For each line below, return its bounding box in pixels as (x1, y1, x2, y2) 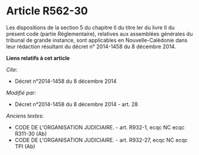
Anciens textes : (6, 112, 45, 119)
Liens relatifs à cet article (6, 54, 70, 61)
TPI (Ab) (14, 142, 36, 150)
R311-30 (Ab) (14, 130, 47, 137)
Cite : (6, 66, 18, 73)
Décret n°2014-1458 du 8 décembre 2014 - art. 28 (14, 100, 138, 108)
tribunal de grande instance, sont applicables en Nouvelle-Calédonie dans (6, 36, 188, 44)
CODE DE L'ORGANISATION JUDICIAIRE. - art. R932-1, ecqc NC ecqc (14, 123, 185, 131)
